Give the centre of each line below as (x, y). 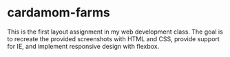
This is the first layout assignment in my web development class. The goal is (115, 32)
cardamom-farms (59, 13)
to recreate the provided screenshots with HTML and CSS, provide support (114, 38)
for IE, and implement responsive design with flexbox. (83, 46)
